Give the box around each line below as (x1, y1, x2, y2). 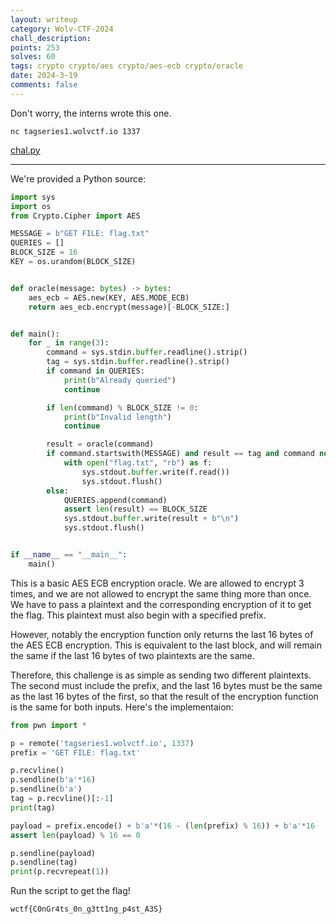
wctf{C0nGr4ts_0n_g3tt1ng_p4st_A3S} (10, 904, 163, 915)
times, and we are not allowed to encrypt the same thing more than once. (10, 587, 312, 600)
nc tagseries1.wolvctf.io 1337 (10, 126, 141, 136)
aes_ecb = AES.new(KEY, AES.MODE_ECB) (28, 292, 190, 303)
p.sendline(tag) (10, 857, 78, 868)
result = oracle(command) (46, 439, 155, 450)
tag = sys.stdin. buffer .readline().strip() (46, 357, 230, 367)
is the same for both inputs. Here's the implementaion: (10, 701, 234, 713)
